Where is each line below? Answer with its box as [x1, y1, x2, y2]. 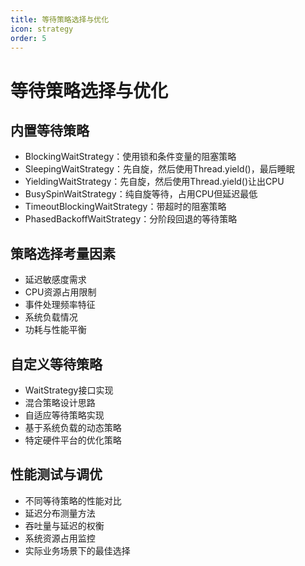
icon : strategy [10, 24, 74, 34]
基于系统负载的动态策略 [24, 422, 122, 433]
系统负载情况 [24, 311, 78, 323]
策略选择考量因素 [10, 245, 116, 262]
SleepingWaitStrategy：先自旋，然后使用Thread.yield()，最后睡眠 [24, 163, 295, 175]
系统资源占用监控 [24, 532, 96, 544]
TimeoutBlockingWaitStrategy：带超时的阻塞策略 [24, 201, 227, 213]
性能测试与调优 [10, 466, 103, 483]
